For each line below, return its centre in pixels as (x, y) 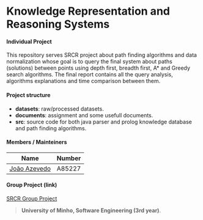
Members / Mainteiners (37, 142)
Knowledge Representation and (88, 11)
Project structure (28, 95)
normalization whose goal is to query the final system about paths (89, 62)
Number (69, 158)
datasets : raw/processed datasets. (59, 109)
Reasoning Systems (58, 24)
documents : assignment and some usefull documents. (84, 115)
